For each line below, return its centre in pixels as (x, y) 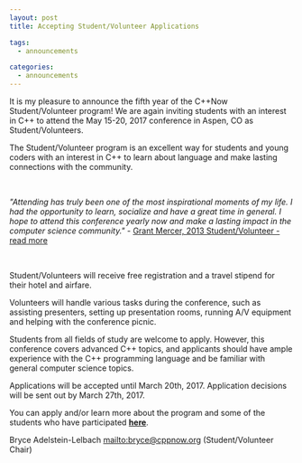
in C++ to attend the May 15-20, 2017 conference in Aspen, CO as (132, 120)
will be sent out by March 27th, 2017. (78, 395)
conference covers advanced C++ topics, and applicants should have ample (151, 349)
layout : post (34, 18)
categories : (32, 67)
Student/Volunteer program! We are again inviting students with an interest (148, 111)
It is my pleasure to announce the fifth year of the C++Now (119, 101)
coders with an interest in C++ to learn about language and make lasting (143, 157)
